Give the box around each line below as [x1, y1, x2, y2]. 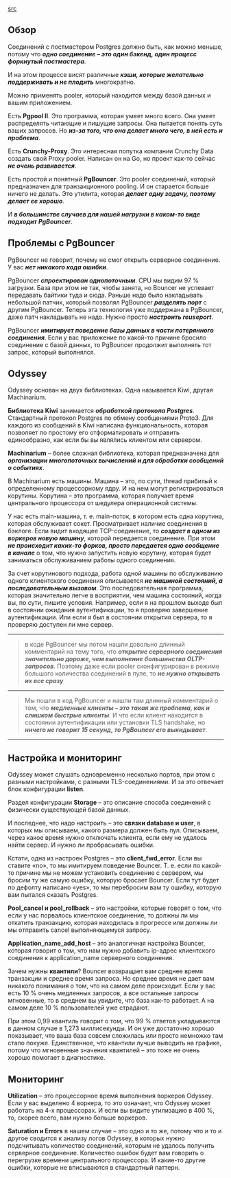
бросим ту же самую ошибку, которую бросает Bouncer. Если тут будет [8, 876, 219, 885]
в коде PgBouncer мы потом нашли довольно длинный [24, 641, 186, 649]
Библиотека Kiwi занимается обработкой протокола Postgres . [8, 407, 195, 415]
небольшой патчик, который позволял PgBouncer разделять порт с [8, 298, 208, 307]
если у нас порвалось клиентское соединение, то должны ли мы [8, 911, 199, 920]
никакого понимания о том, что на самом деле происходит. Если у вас [8, 981, 216, 990]
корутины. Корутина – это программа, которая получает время [8, 491, 194, 500]
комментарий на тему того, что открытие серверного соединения [24, 647, 223, 656]
